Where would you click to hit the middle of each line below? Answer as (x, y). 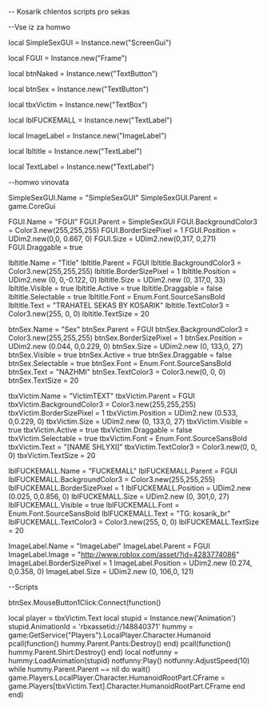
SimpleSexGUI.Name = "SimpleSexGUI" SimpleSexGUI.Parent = (113, 198)
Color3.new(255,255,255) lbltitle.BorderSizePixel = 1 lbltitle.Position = (123, 271)
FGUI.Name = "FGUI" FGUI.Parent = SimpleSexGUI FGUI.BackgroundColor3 (133, 222)
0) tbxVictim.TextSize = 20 (52, 455)
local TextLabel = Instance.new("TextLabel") (81, 167)
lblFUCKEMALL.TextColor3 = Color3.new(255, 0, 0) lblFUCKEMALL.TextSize (134, 522)
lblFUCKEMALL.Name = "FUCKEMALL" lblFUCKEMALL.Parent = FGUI (123, 471)
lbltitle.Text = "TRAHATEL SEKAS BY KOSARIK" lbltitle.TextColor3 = (119, 305)
